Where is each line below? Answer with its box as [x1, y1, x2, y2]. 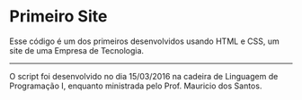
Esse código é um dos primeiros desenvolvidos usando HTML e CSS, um [9, 36, 280, 46]
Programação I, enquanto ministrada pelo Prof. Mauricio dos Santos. [9, 80, 262, 91]
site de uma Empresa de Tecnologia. [9, 45, 145, 55]
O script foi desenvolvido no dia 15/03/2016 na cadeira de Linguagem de [9, 71, 279, 81]
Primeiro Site [9, 6, 108, 27]
